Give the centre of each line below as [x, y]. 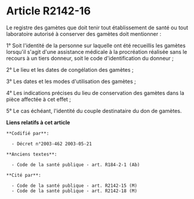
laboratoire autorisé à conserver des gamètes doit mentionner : [84, 33]
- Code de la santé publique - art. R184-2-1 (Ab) [76, 165]
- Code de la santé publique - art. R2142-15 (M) [74, 186]
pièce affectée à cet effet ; [39, 99]
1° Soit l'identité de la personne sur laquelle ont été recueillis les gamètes [96, 45]
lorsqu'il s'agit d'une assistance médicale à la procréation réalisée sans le [97, 51]
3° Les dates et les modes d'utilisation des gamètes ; [71, 81]
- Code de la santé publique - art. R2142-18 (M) [74, 191]
